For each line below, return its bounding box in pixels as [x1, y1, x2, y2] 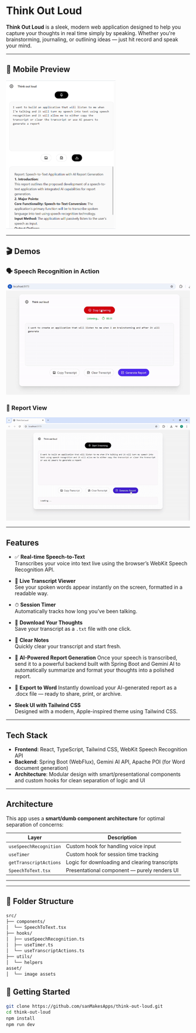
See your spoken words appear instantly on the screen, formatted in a [14, 583, 183, 591]
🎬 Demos [6, 247, 41, 257]
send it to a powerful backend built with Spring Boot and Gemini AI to [14, 661, 181, 668]
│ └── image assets [6, 971, 57, 977]
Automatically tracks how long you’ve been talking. [14, 608, 138, 615]
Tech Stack [6, 730, 48, 740]
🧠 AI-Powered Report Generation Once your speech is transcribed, [14, 654, 178, 661]
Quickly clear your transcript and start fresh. [14, 643, 121, 650]
